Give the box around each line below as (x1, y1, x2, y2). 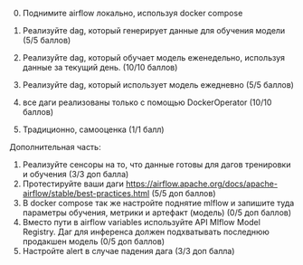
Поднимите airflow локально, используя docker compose (22, 8, 243, 18)
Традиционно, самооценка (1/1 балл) (22, 124, 165, 135)
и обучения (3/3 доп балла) (22, 169, 129, 179)
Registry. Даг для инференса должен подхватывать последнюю (22, 226, 270, 237)
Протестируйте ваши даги (22, 178, 125, 189)
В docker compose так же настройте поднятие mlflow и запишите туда (22, 198, 295, 208)
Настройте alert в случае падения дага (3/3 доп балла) (22, 246, 235, 256)
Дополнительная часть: (9, 142, 101, 152)
